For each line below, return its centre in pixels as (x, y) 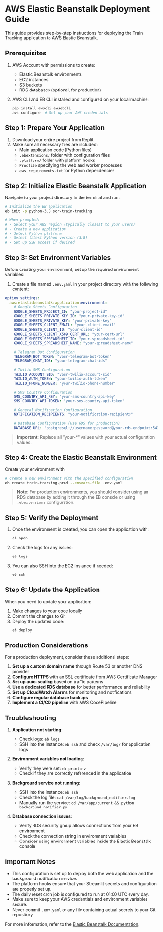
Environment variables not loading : (48, 759)
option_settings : (23, 298)
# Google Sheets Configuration (45, 307)
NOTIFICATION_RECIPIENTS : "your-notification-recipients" (73, 414)
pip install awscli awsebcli (41, 108)
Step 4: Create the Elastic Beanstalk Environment (81, 457)
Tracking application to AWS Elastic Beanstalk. (51, 38)
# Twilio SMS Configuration (42, 370)
